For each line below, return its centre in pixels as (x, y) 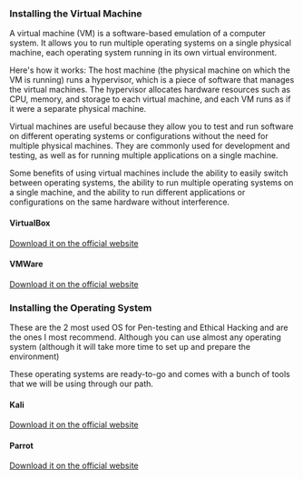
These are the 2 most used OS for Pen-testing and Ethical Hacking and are (149, 327)
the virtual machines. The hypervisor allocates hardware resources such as (150, 90)
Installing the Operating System (81, 307)
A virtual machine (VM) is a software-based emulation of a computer (137, 34)
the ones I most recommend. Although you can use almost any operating (145, 337)
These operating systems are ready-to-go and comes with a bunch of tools (150, 374)
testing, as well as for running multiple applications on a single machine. (144, 155)
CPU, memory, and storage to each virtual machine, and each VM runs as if (150, 99)
